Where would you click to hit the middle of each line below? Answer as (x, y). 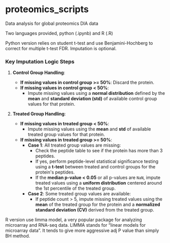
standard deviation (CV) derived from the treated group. (95, 210)
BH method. (18, 236)
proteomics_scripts (47, 9)
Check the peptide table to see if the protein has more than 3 (99, 151)
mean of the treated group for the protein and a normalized (98, 204)
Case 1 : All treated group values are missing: (74, 145)
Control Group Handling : (39, 73)
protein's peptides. (55, 172)
